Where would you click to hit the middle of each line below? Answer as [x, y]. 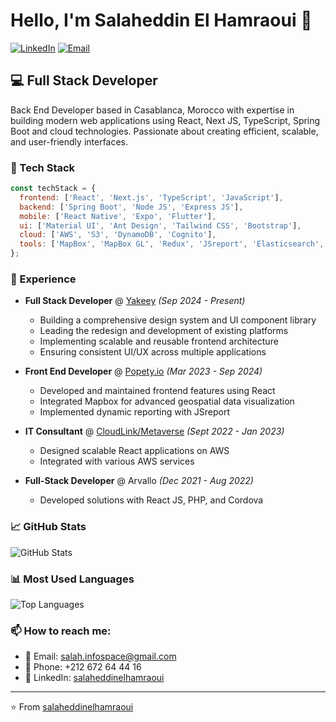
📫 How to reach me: [61, 631]
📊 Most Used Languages [72, 579]
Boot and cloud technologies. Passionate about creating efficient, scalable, [164, 131]
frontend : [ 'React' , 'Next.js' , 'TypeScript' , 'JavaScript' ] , [151, 197]
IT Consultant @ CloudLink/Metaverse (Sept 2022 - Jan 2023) [154, 431]
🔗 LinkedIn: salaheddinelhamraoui [94, 678]
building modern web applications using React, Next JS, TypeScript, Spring [165, 120]
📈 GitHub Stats [48, 527]
